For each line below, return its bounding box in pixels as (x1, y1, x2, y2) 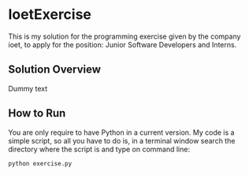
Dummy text (8, 84, 48, 93)
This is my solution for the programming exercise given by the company (8, 32, 241, 41)
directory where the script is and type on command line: (8, 144, 191, 154)
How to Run (8, 106, 66, 120)
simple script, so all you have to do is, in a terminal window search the (8, 136, 236, 145)
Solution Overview (8, 63, 101, 76)
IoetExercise (8, 6, 92, 24)
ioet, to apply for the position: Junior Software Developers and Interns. (8, 39, 237, 49)
